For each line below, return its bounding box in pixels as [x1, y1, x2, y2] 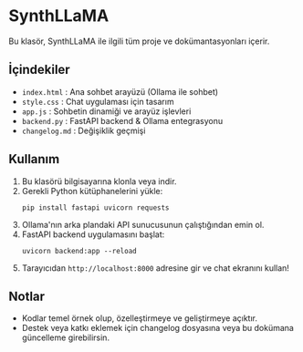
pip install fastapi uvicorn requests [21, 202, 170, 212]
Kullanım [8, 151, 60, 167]
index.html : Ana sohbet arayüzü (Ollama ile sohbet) [21, 86, 219, 97]
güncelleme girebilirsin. [21, 332, 110, 343]
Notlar [8, 288, 46, 304]
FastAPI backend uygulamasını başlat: [21, 229, 165, 240]
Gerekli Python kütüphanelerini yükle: [21, 185, 163, 196]
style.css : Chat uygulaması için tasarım [21, 96, 174, 107]
